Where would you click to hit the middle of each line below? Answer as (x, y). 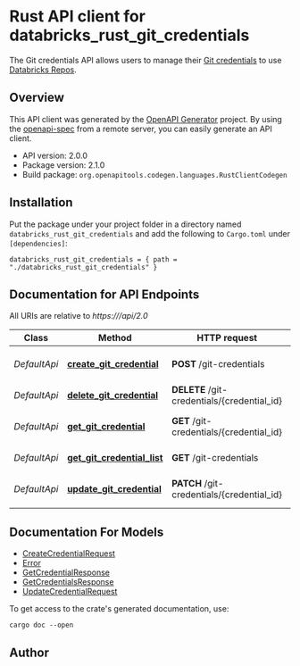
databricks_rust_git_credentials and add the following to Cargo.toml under (150, 233)
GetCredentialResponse (66, 572)
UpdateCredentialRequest (70, 592)
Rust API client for (77, 17)
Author (29, 652)
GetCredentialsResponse (68, 582)
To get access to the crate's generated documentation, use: (119, 609)
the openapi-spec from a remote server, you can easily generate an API (141, 129)
